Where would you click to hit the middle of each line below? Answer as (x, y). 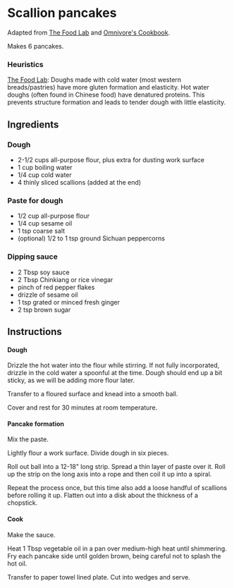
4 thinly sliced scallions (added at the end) (79, 182)
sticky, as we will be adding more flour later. (71, 380)
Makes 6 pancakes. (36, 46)
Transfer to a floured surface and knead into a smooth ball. (93, 394)
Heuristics (25, 64)
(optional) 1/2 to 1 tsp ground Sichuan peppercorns (91, 238)
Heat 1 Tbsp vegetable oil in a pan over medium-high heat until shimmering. (117, 549)
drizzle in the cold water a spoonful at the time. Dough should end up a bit (115, 373)
